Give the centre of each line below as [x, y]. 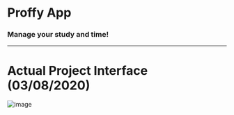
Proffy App [39, 13]
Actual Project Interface [78, 70]
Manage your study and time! [58, 35]
